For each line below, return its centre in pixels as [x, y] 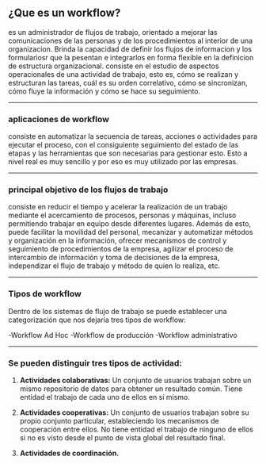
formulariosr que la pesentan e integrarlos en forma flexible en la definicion [131, 57]
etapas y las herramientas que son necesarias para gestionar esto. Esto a [128, 153]
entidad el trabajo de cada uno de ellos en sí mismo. [104, 397]
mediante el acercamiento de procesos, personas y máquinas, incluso [122, 215]
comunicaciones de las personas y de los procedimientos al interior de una [131, 40]
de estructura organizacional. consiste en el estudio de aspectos [114, 66]
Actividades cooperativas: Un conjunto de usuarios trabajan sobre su [134, 412]
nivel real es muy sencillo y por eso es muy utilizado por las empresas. [123, 162]
